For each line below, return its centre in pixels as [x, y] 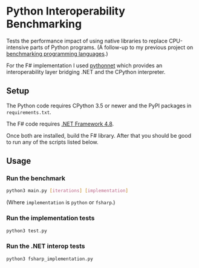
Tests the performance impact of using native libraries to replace [87, 41]
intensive [18, 47]
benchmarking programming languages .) [57, 53]
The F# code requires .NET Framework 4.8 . [60, 124]
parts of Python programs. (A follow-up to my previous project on [112, 47]
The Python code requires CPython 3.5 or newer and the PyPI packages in [99, 106]
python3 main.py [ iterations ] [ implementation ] [67, 191]
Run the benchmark [36, 178]
